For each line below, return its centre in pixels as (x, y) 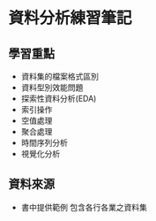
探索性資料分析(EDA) (59, 99)
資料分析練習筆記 (71, 18)
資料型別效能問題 (52, 88)
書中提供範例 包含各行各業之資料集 (84, 207)
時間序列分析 (44, 143)
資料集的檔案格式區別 (59, 76)
